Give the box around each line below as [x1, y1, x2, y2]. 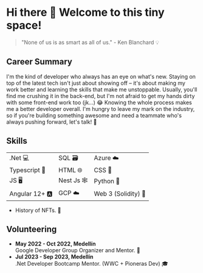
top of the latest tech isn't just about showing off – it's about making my [6, 79, 185, 87]
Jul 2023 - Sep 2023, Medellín [15, 253, 94, 261]
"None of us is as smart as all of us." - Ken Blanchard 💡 [21, 38, 160, 46]
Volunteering [6, 224, 57, 234]
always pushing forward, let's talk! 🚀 [6, 118, 97, 126]
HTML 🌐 [58, 166, 83, 174]
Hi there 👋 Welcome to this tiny [6, 5, 165, 19]
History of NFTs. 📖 [15, 207, 61, 214]
